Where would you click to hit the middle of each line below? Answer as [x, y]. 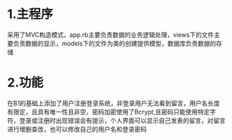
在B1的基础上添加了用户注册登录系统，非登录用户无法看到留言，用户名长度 [114, 103]
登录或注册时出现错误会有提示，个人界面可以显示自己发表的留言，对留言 [122, 120]
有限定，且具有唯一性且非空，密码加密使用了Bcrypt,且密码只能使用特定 [108, 112]
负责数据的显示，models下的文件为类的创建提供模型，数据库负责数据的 [115, 43]
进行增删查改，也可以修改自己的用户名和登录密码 [77, 129]
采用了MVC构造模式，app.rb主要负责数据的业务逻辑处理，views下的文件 [111, 35]
